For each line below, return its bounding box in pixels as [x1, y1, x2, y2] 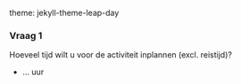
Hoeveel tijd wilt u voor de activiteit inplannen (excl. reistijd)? [9, 50, 232, 60]
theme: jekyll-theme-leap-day [9, 8, 120, 18]
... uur [21, 66, 45, 78]
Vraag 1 [9, 29, 43, 42]
